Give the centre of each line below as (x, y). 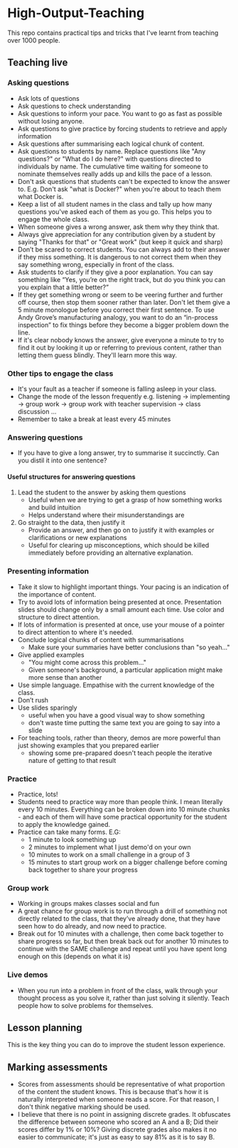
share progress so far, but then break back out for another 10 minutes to (123, 941)
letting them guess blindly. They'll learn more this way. (97, 355)
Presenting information (48, 571)
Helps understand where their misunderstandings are (106, 515)
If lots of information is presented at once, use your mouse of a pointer (121, 624)
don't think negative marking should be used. (84, 1107)
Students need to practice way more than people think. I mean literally (120, 802)
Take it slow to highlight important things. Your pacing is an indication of (123, 587)
